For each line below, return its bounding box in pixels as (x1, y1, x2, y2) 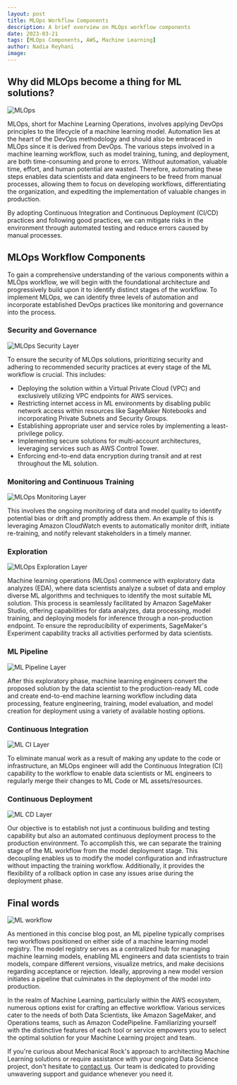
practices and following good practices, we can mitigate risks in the (7, 216, 204, 224)
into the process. (7, 308, 56, 316)
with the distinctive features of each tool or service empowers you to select (7, 1026, 227, 1035)
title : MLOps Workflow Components (7, 17, 109, 24)
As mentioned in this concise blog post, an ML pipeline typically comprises (7, 929, 225, 938)
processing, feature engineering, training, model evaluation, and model (7, 699, 214, 707)
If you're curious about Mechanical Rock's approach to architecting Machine (7, 1048, 230, 1056)
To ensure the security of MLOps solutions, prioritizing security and (7, 355, 203, 364)
